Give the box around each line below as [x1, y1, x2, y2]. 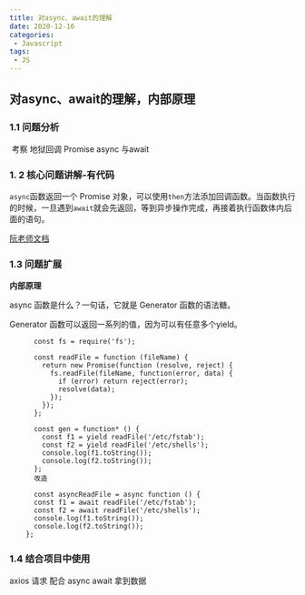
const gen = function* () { [33, 425, 141, 434]
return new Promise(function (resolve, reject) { [42, 361, 233, 370]
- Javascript [13, 38, 64, 48]
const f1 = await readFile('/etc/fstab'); [33, 498, 197, 508]
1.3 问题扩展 [9, 257, 63, 270]
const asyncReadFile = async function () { [33, 490, 202, 499]
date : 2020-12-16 [9, 22, 75, 31]
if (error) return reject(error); [57, 377, 189, 387]
